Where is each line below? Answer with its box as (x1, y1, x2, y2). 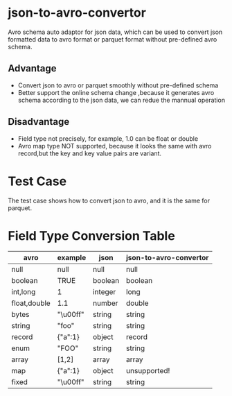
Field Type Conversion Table (8, 227, 175, 243)
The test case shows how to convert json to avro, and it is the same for (8, 196, 211, 205)
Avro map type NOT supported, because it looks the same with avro (17, 141, 212, 150)
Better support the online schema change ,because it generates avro (17, 88, 215, 96)
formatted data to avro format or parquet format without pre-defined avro (8, 35, 217, 43)
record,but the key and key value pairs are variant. (17, 149, 162, 157)
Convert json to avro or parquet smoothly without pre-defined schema (17, 81, 219, 89)
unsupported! (126, 366, 170, 376)
